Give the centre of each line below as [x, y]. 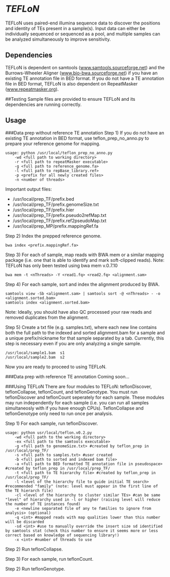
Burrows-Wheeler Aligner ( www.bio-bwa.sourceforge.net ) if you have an [81, 73]
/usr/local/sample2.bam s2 [35, 357]
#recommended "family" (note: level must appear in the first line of [82, 486]
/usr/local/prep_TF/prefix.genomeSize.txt [56, 204]
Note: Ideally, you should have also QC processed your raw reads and [78, 312]
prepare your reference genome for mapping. [53, 144]
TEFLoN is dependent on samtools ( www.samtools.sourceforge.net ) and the [85, 67]
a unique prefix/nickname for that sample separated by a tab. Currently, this [85, 338]
